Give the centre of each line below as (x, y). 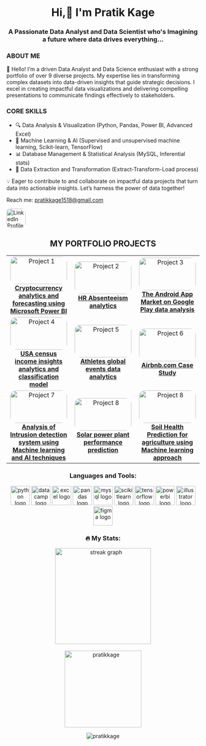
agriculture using (167, 442)
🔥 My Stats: (103, 538)
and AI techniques (39, 457)
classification (39, 376)
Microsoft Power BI (39, 311)
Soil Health (167, 427)
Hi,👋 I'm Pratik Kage (103, 13)
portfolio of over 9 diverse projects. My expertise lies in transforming (93, 76)
